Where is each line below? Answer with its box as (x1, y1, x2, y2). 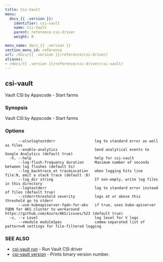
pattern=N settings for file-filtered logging (5, 224, 102, 229)
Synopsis (5, 104, 28, 111)
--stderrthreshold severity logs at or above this (18, 194, 141, 199)
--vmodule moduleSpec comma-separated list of (18, 220, 145, 225)
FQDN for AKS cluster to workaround (5, 206, 80, 212)
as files (5, 143, 23, 148)
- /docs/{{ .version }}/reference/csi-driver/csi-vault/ (5, 61, 123, 66)
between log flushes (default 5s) (5, 164, 76, 169)
